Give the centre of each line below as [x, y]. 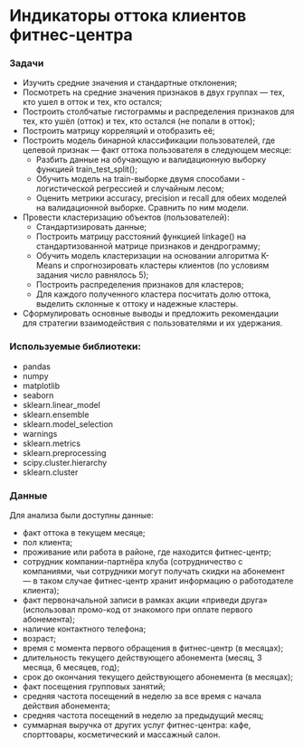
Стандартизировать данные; [91, 227]
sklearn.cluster [50, 472]
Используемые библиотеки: [76, 346]
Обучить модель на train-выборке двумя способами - [141, 179]
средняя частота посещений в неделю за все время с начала [142, 697]
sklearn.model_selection [68, 424]
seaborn [38, 395]
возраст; [39, 639]
